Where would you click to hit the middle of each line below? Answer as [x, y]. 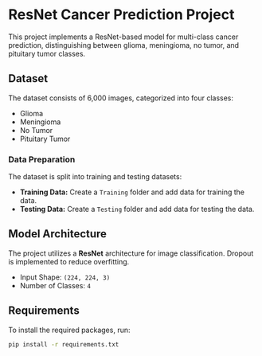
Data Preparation [42, 159]
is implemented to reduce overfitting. [69, 261]
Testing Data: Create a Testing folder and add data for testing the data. [137, 209]
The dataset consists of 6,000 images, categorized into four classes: [121, 98]
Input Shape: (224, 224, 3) [65, 277]
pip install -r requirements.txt [64, 344]
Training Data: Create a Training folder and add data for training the [132, 192]
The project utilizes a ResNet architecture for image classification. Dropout [131, 253]
